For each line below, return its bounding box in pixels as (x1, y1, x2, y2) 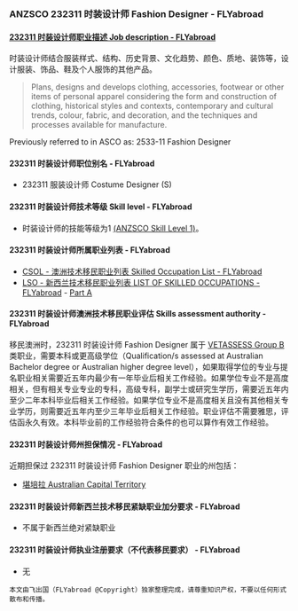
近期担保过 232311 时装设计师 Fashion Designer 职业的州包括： (9, 460, 239, 471)
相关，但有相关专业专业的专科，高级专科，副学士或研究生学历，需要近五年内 (9, 383, 289, 394)
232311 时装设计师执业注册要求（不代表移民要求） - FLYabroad (9, 544, 240, 555)
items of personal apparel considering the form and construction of (30, 91, 278, 102)
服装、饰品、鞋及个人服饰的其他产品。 (16, 64, 157, 74)
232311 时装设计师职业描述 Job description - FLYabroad (9, 31, 216, 42)
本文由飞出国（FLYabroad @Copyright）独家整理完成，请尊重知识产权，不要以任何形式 (9, 585, 286, 594)
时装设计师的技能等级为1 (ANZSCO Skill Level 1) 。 (21, 223, 204, 233)
